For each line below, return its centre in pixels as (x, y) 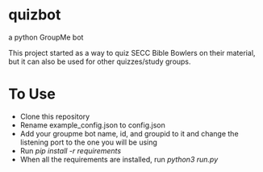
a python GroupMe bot (46, 37)
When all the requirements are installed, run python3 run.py (119, 159)
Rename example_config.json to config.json (92, 125)
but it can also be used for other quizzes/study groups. (100, 61)
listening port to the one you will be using (88, 142)
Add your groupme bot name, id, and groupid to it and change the (129, 133)
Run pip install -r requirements (71, 150)
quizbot (35, 15)
